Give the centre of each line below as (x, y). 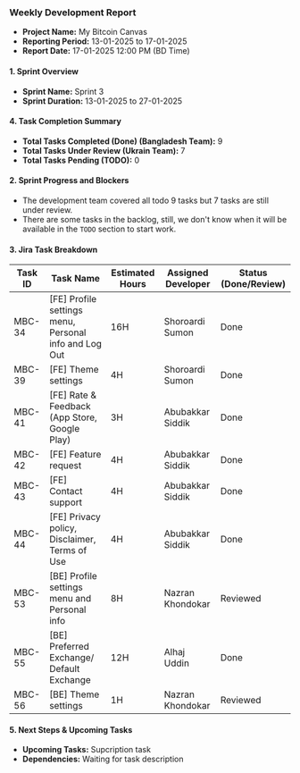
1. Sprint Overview (44, 71)
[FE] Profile (73, 299)
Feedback (70, 407)
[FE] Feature (75, 455)
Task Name (76, 279)
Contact (66, 492)
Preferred (69, 647)
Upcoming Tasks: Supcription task (87, 750)
